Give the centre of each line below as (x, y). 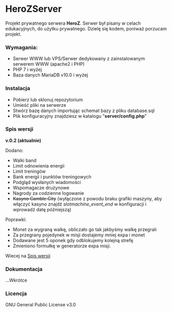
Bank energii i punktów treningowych (52, 177)
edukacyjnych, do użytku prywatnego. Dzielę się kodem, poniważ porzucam (86, 28)
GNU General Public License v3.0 (41, 305)
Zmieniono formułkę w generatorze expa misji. (62, 246)
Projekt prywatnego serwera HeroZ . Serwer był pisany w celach (73, 23)
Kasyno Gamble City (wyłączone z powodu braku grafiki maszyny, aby (87, 198)
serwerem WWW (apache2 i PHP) (49, 64)
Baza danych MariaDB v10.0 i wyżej (50, 75)
